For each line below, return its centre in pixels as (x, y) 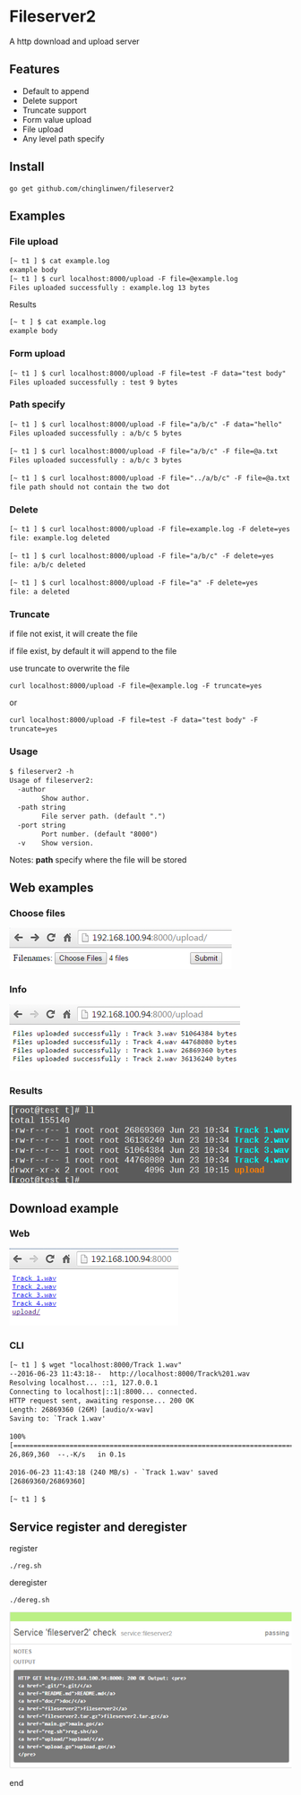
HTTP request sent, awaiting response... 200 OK (102, 1401)
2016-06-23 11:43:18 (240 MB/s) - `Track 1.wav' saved (114, 1473)
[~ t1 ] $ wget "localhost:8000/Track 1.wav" (95, 1365)
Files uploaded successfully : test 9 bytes (94, 382)
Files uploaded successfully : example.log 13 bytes (110, 288)
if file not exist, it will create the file (73, 634)
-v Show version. (56, 843)
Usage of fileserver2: (52, 780)
